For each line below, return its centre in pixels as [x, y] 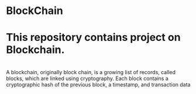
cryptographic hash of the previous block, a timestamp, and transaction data [98, 85]
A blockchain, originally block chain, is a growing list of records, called [91, 72]
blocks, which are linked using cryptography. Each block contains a [87, 79]
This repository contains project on [93, 38]
